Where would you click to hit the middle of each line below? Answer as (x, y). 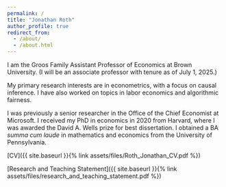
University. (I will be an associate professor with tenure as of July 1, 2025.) (112, 72)
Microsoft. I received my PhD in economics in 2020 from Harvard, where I (111, 120)
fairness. (20, 100)
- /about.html (33, 45)
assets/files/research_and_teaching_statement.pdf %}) (85, 176)
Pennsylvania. (27, 142)
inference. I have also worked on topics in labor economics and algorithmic (113, 92)
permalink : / (26, 13)
